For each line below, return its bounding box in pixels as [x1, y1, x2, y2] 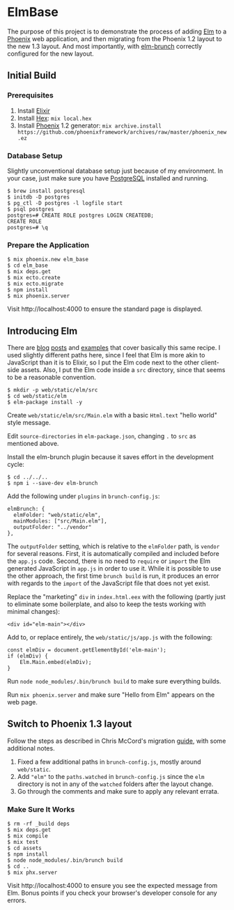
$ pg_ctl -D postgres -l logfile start [7, 199, 123, 206]
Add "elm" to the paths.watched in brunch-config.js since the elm [17, 772, 205, 780]
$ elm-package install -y [7, 399, 82, 406]
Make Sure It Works [7, 804, 75, 814]
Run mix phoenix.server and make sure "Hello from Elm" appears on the [7, 691, 215, 699]
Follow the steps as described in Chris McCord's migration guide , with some [7, 737, 226, 745]
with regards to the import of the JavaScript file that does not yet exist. [7, 579, 210, 587]
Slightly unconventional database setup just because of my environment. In [7, 167, 224, 175]
